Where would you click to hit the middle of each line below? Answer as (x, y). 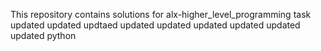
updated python (43, 35)
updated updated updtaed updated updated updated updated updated (155, 25)
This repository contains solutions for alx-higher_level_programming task (161, 14)
